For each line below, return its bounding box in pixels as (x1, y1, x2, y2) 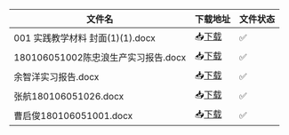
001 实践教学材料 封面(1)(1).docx (13, 31, 156, 44)
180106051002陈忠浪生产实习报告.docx (13, 51, 187, 63)
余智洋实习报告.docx (13, 70, 100, 83)
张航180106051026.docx (13, 90, 124, 102)
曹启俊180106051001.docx (13, 109, 133, 122)
